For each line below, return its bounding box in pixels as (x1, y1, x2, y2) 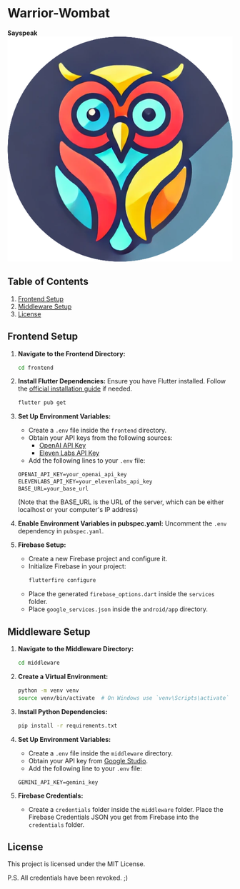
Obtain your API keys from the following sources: (28, 433, 173, 442)
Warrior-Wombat (7, 5, 111, 21)
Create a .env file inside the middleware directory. (28, 748, 174, 758)
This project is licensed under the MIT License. (7, 860, 146, 868)
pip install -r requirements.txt (17, 722, 118, 729)
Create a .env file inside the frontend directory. (28, 426, 167, 435)
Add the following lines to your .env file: (28, 456, 146, 465)
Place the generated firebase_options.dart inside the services (28, 590, 215, 598)
